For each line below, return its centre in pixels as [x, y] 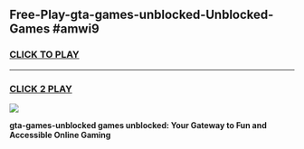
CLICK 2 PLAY [41, 88]
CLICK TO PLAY [44, 55]
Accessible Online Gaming [60, 135]
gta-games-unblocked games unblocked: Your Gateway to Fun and [138, 125]
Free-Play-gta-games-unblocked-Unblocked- [142, 15]
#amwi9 [76, 29]
